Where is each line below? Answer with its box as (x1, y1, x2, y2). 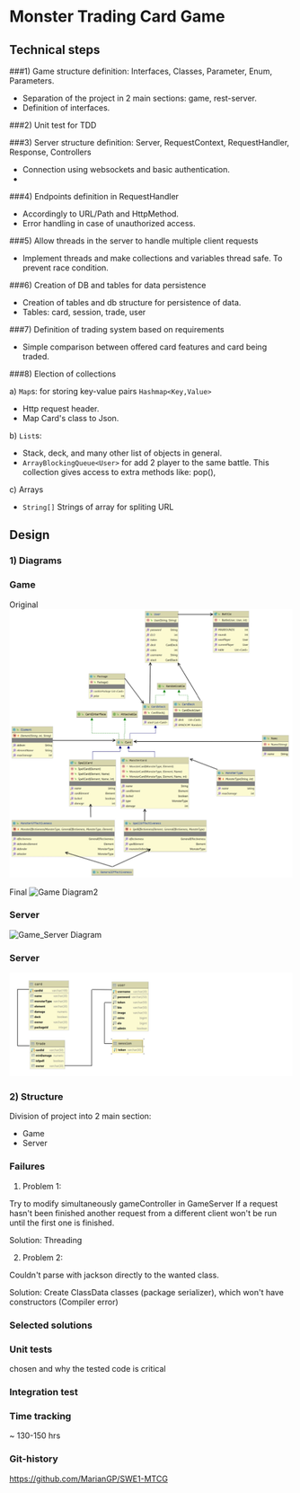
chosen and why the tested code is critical (9, 1363, 166, 1374)
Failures (9, 1161, 46, 1173)
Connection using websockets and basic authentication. (22, 164, 231, 174)
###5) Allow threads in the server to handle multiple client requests (9, 235, 259, 246)
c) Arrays (9, 484, 44, 495)
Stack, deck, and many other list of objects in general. (22, 447, 223, 458)
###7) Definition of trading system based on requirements (9, 324, 225, 334)
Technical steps (9, 42, 101, 57)
